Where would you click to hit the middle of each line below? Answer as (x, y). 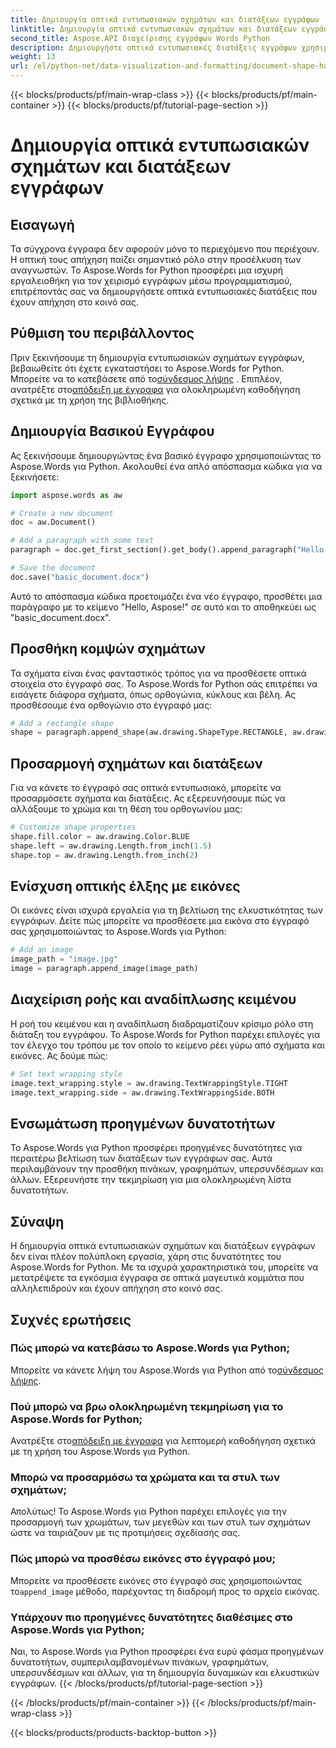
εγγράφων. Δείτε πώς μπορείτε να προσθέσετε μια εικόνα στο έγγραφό (160, 921)
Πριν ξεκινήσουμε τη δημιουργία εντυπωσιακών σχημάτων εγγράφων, (157, 357)
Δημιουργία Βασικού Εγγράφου (112, 431)
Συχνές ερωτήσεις (71, 1319)
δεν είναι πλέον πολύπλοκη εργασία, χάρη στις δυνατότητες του (146, 1257)
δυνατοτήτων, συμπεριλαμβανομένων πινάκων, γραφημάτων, (140, 1662)
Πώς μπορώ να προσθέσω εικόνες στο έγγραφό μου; (143, 1559)
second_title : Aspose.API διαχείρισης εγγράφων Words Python (140, 38)
